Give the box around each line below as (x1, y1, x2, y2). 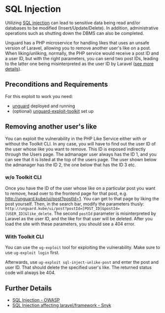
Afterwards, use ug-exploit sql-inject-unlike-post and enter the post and (5, 259, 159, 265)
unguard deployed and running (12, 103, 75, 109)
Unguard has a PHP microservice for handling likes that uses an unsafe (5, 39, 149, 45)
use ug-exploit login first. (5, 250, 60, 256)
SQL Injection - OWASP (12, 297, 60, 303)
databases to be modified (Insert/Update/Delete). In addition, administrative (5, 25, 159, 31)
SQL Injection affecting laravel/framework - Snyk (12, 302, 112, 308)
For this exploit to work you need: (5, 93, 73, 99)
